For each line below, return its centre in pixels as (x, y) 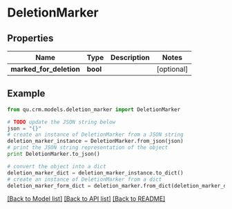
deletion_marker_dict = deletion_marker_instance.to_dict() (96, 173)
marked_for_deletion (46, 69)
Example (26, 93)
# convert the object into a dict (57, 166)
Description (130, 58)
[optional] (172, 69)
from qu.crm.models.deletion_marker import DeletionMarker (94, 109)
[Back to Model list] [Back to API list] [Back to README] (86, 199)
